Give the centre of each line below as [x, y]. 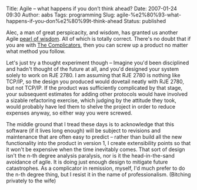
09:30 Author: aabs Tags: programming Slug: [61, 15]
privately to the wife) [31, 181]
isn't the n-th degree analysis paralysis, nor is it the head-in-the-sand [91, 155]
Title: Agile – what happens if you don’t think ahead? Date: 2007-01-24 [92, 9]
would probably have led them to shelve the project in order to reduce [91, 107]
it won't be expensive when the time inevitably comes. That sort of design [96, 149]
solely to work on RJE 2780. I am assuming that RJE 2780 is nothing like [93, 75]
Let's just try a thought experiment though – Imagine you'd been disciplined [98, 63]
